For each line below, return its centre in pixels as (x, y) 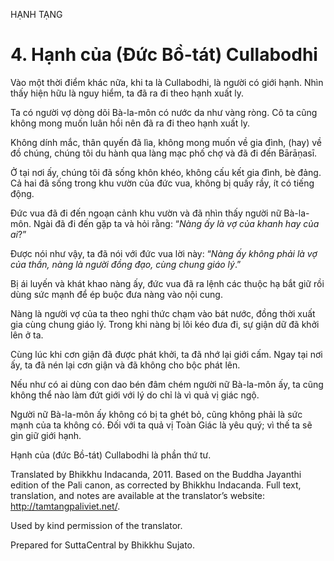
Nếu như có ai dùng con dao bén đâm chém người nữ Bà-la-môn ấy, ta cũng (167, 384)
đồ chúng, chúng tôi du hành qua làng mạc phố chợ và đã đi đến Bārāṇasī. (164, 153)
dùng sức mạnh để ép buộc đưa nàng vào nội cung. (116, 294)
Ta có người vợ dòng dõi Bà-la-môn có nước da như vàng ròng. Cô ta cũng (164, 112)
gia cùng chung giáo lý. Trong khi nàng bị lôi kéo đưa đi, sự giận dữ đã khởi (165, 324)
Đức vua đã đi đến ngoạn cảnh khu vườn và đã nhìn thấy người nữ (146, 213)
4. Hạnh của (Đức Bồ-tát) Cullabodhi (164, 55)
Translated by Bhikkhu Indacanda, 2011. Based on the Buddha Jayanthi (156, 474)
